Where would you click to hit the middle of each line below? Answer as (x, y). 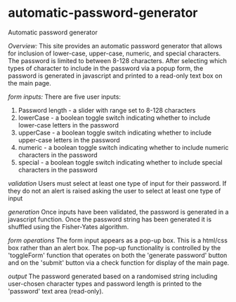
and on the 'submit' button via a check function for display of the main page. (119, 262)
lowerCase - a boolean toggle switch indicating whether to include (114, 118)
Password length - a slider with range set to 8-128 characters (107, 110)
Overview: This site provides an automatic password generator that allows (115, 46)
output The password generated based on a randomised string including (113, 276)
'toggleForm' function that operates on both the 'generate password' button (118, 255)
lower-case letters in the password (68, 125)
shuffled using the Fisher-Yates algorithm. (68, 226)
